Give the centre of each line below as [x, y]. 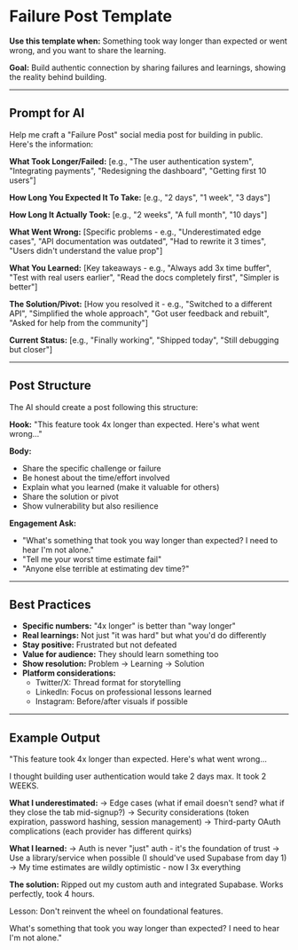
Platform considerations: [69, 673]
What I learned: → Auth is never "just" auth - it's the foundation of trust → [145, 849]
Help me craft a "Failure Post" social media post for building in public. [136, 134]
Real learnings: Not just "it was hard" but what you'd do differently [144, 636]
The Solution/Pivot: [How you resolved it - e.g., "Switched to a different [141, 304]
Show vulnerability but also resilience [90, 506]
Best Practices [50, 604]
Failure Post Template [91, 16]
